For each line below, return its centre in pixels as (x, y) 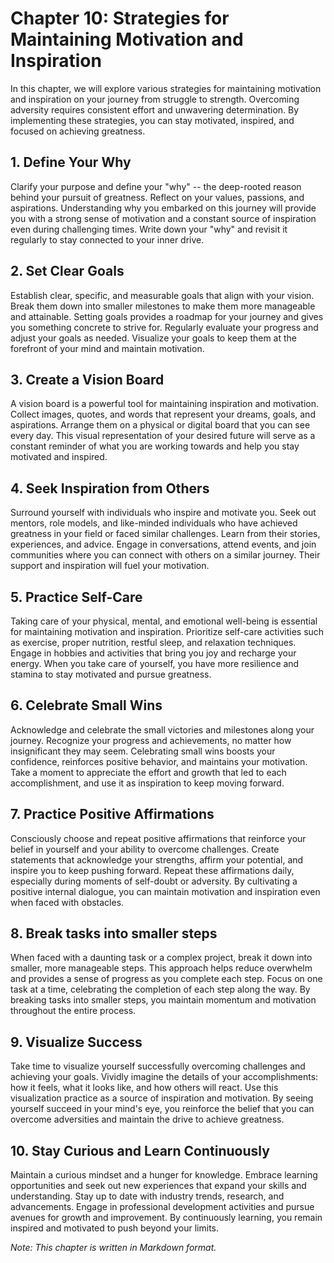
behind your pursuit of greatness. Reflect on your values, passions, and (157, 197)
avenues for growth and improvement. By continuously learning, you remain (166, 1218)
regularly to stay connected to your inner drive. (107, 239)
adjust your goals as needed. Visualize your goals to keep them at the (154, 338)
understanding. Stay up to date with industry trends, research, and (147, 1196)
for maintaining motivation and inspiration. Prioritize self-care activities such (167, 631)
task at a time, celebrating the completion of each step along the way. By (160, 989)
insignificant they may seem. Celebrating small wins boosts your (143, 751)
